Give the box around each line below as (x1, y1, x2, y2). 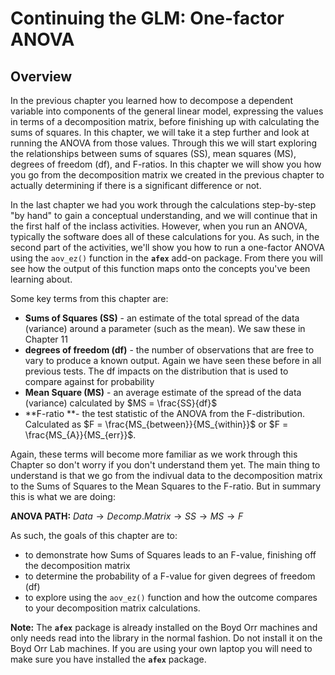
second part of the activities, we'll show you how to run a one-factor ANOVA (10, 242, 325, 253)
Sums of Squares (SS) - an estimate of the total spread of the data (24, 312, 300, 324)
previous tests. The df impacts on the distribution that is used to (24, 365, 289, 377)
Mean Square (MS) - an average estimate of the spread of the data (24, 387, 302, 398)
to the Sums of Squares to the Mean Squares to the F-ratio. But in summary (10, 480, 322, 492)
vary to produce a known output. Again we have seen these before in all (24, 355, 322, 366)
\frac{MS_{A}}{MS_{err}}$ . (24, 429, 137, 441)
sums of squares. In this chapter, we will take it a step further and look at (10, 127, 310, 138)
